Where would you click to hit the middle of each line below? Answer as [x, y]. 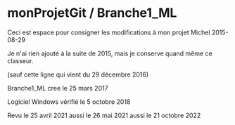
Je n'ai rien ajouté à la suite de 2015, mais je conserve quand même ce [110, 53]
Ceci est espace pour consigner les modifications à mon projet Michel [109, 32]
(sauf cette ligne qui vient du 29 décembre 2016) [78, 74]
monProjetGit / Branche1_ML [92, 13]
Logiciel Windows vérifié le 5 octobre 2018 [69, 101]
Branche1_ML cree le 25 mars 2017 [58, 88]
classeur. [20, 60]
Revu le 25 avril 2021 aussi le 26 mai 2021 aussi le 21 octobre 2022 [104, 115]
